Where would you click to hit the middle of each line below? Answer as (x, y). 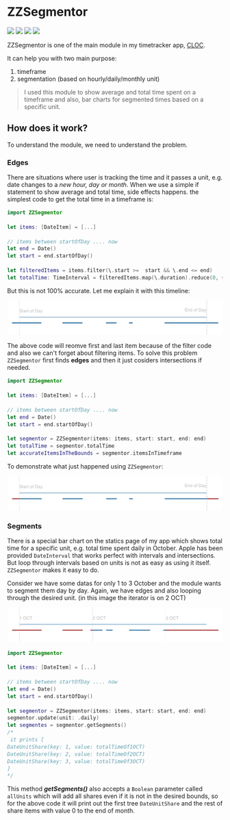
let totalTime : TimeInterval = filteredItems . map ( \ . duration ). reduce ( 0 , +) (117, 277)
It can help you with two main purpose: (62, 58)
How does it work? (48, 128)
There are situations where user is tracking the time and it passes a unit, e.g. (115, 177)
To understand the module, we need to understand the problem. (98, 145)
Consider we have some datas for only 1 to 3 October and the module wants (114, 583)
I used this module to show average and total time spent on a (110, 92)
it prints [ (27, 740)
